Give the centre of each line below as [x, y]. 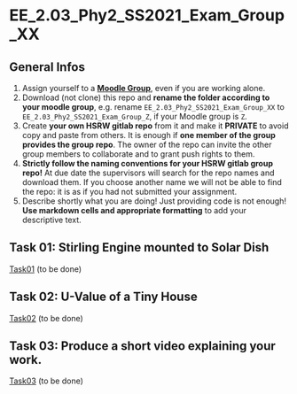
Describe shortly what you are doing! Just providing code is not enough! [154, 201]
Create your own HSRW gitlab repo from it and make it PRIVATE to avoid [155, 126]
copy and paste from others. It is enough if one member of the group [149, 135]
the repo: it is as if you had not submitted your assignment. [129, 192]
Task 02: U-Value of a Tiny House [103, 297]
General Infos [47, 67]
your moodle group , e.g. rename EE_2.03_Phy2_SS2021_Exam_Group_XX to [153, 107]
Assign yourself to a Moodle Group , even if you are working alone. [144, 88]
